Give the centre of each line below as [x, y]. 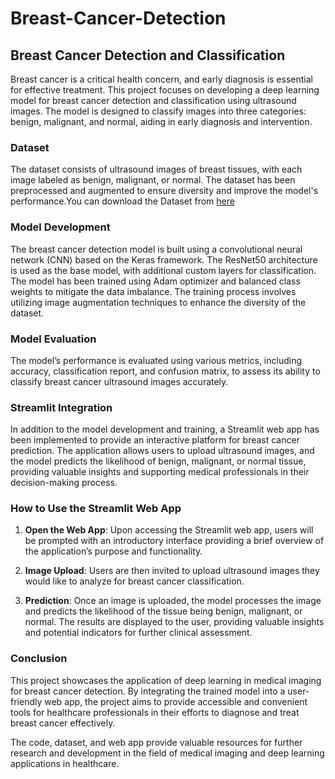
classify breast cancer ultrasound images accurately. [119, 381]
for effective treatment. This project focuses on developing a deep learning [165, 90]
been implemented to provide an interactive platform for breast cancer [155, 440]
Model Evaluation [53, 339]
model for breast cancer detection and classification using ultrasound [153, 100]
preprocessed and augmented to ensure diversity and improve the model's [164, 191]
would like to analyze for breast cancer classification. [134, 581]
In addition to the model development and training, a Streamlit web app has [165, 429]
